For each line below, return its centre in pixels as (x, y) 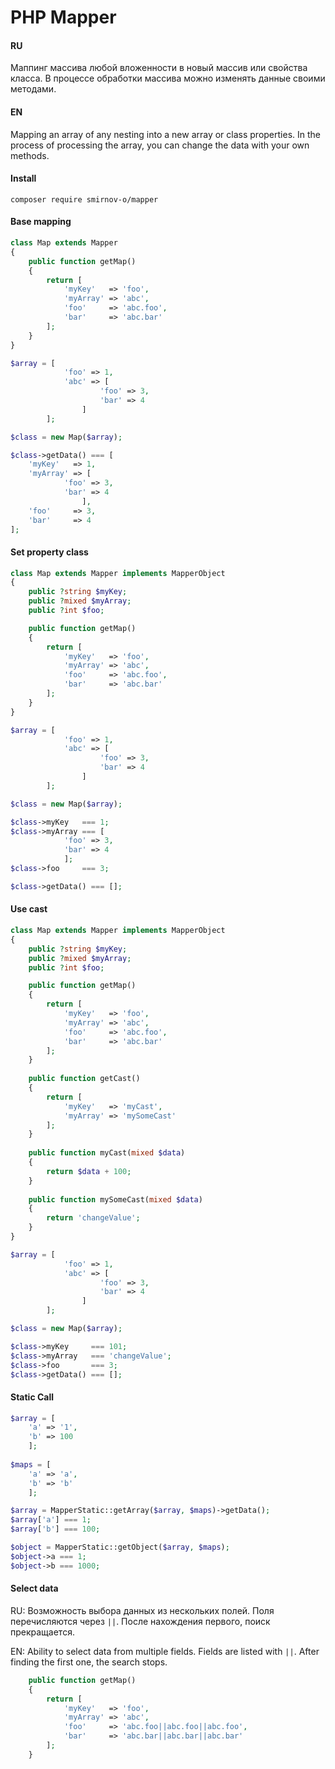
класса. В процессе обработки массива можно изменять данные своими (168, 78)
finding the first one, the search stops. (89, 1662)
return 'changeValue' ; (93, 1218)
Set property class (49, 552)
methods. (30, 155)
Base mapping (41, 222)
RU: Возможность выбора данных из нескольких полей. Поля (142, 1610)
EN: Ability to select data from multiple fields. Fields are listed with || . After (165, 1651)
